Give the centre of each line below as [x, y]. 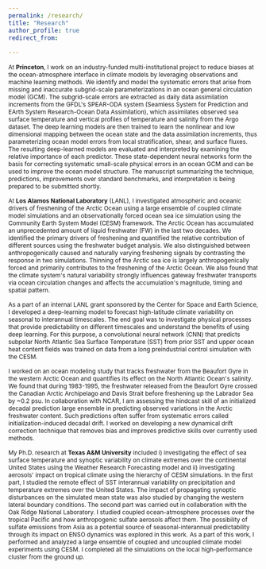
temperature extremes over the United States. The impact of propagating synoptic [122, 490]
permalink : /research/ [46, 15]
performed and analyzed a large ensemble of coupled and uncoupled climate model [125, 542]
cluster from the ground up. [46, 557]
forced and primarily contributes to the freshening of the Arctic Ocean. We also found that [133, 268]
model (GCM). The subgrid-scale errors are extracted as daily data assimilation [118, 97]
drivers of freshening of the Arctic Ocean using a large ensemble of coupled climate [125, 209]
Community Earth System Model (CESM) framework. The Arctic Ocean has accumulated [131, 223]
